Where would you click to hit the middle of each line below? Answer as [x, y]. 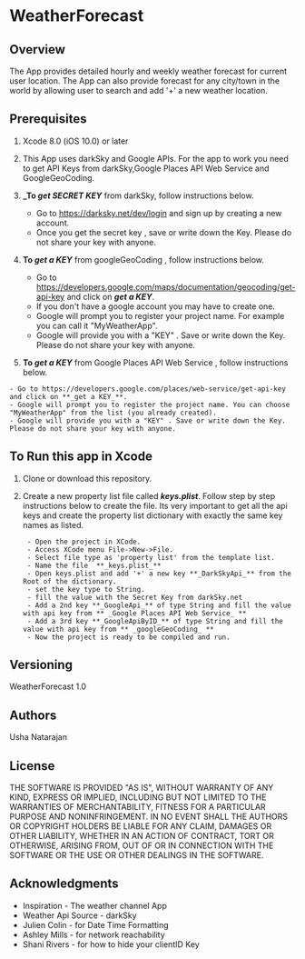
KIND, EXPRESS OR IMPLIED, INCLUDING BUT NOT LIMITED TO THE [138, 797]
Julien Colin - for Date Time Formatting [96, 924]
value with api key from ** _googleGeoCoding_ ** [118, 629]
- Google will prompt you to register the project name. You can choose [150, 405]
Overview [38, 50]
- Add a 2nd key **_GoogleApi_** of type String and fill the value [159, 605]
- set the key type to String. [86, 589]
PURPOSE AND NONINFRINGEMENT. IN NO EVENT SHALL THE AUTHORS [149, 817]
